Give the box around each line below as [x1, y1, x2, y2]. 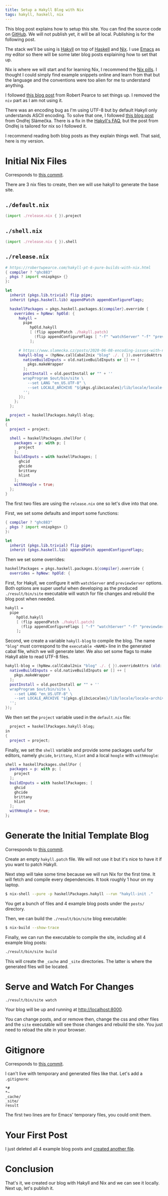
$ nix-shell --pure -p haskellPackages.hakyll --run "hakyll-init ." [5, 891, 153, 896]
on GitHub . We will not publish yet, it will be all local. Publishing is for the [5, 31, 154, 37]
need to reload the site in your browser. [5, 1027, 86, 1033]
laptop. [5, 881, 20, 887]
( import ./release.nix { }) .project [5, 213, 81, 218]
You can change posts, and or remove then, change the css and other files [5, 1016, 159, 1022]
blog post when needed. [5, 596, 55, 601]
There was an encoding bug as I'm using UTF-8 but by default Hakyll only [5, 107, 157, 113]
